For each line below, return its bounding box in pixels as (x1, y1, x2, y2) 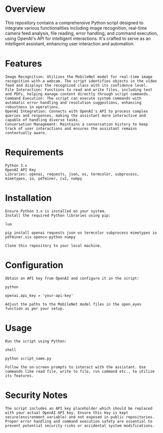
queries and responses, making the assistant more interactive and (5, 113, 146, 118)
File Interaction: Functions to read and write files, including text (5, 87, 153, 92)
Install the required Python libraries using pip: (5, 213, 111, 218)
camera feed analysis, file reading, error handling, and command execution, (5, 30, 158, 36)
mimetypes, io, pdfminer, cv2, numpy (5, 176, 82, 181)
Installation (5, 192, 52, 203)
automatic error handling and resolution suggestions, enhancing (5, 100, 141, 105)
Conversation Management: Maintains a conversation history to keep (5, 122, 148, 127)
